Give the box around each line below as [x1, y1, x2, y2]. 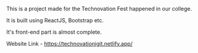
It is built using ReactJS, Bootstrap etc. [6, 17, 104, 23]
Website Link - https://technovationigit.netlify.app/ [6, 40, 133, 47]
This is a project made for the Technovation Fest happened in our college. [6, 5, 193, 12]
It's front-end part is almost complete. [6, 28, 102, 36]
